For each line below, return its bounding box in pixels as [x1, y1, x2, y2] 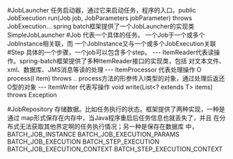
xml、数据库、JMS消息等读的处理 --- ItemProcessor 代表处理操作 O [7, 65, 202, 74]
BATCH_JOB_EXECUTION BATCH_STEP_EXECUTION [7, 137, 160, 146]
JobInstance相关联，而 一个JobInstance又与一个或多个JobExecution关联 [7, 40, 217, 47]
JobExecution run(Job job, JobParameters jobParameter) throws [7, 14, 193, 22]
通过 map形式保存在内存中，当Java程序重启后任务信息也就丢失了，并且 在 [7, 114, 220, 122]
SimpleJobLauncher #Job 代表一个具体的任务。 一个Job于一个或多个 [7, 31, 205, 39]
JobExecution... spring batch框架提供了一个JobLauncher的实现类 [7, 22, 195, 30]
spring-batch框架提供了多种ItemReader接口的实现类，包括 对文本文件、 [19, 57, 226, 65]
